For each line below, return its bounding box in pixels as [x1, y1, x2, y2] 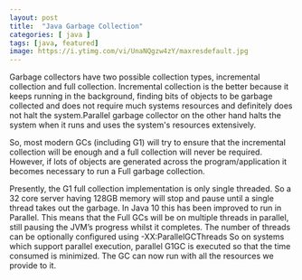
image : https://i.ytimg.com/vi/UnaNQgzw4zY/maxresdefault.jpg [9, 47, 249, 56]
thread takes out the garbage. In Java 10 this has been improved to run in [9, 202, 282, 213]
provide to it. [9, 260, 57, 271]
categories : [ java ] [9, 30, 91, 39]
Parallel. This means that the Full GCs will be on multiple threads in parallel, [9, 212, 289, 223]
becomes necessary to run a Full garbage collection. [9, 166, 205, 177]
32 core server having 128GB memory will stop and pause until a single [9, 193, 274, 204]
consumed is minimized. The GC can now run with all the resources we [9, 250, 274, 262]
